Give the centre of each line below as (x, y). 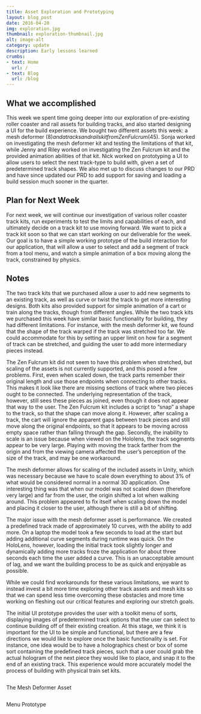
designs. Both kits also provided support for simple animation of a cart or (97, 306)
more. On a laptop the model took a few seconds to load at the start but (94, 532)
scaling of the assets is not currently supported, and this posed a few (92, 368)
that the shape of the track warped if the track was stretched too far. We (95, 331)
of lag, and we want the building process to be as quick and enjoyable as (96, 564)
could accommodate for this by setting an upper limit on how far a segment (99, 338)
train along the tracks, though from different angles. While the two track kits (100, 312)
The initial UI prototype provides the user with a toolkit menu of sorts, (92, 613)
